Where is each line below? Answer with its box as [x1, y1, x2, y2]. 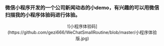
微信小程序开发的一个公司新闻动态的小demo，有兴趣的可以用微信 [5, 4, 160, 11]
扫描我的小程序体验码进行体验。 [5, 11, 81, 18]
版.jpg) [75, 35, 89, 42]
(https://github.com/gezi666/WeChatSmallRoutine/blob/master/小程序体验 [7, 30, 157, 35]
